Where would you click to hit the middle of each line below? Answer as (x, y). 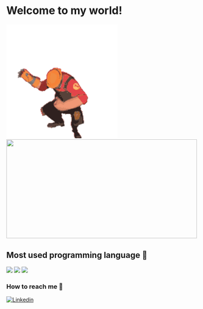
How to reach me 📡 (35, 286)
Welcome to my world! (64, 11)
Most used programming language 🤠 (77, 255)
